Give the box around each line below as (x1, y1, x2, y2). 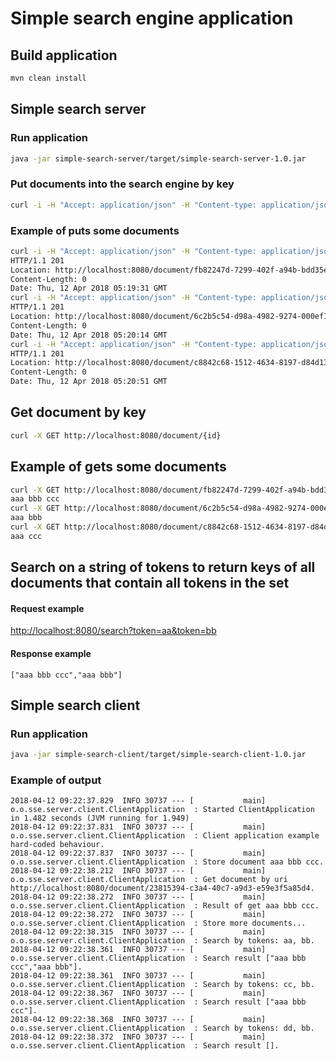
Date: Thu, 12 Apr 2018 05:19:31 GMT (10, 283, 168, 294)
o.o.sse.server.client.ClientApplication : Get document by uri (10, 875, 288, 885)
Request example (10, 602, 85, 614)
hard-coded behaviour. (10, 840, 105, 850)
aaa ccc (10, 531, 43, 541)
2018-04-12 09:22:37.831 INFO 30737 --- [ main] (10, 822, 267, 832)
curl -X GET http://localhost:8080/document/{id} (10, 430, 222, 441)
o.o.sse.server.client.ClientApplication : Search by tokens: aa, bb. (10, 936, 315, 946)
